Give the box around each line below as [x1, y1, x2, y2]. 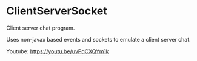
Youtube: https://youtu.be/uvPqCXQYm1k [6, 47, 109, 55]
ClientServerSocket [6, 4, 107, 18]
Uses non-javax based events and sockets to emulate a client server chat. [6, 36, 191, 43]
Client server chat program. [6, 24, 75, 31]
